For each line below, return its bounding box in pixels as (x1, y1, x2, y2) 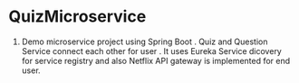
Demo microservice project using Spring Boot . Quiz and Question (21, 36, 268, 47)
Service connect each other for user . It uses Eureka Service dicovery (21, 45, 282, 56)
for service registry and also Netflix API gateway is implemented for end (21, 55, 291, 66)
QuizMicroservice (8, 6, 147, 27)
